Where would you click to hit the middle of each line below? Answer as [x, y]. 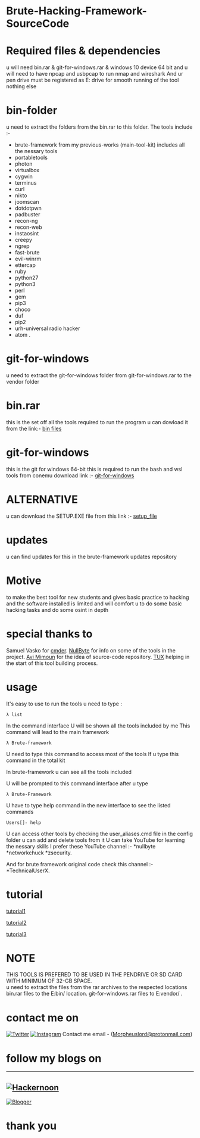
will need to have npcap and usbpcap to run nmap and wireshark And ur [95, 74]
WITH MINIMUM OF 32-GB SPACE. [49, 981]
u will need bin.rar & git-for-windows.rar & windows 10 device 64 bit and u [97, 67]
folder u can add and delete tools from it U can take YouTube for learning [96, 840]
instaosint [27, 234]
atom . [23, 335]
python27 [26, 278]
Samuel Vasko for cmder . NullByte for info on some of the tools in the [91, 650]
